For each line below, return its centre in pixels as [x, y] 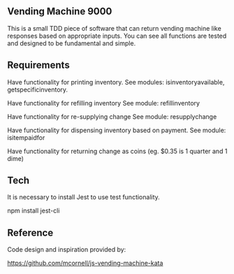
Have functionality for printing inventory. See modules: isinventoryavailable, [116, 82]
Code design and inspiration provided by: [67, 250]
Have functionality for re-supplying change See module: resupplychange [112, 116]
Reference [30, 232]
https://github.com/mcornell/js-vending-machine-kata [85, 263]
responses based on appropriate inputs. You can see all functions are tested [117, 36]
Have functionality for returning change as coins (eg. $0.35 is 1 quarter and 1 [117, 151]
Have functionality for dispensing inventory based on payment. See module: [117, 130]
